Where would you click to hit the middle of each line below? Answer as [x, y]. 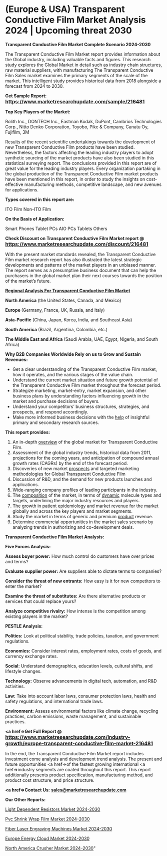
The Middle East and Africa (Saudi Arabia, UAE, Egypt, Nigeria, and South [82, 339]
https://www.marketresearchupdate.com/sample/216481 [75, 101]
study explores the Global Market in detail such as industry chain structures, [84, 65]
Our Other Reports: [25, 799]
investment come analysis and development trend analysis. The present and [84, 759]
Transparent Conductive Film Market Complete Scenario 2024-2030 [78, 44]
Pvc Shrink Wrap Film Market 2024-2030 [47, 819]
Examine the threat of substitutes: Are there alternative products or [75, 596]
